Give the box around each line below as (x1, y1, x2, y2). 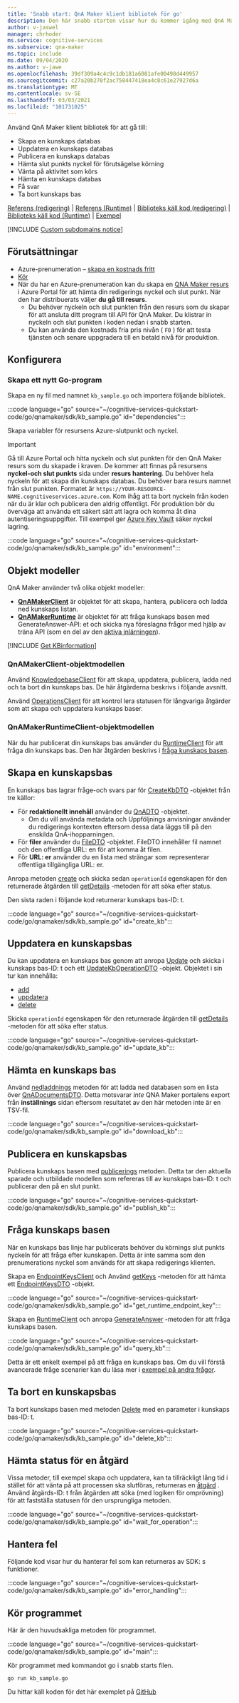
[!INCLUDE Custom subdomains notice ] (7, 225, 123, 233)
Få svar (17, 182, 40, 191)
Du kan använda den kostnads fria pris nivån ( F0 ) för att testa (28, 325, 211, 334)
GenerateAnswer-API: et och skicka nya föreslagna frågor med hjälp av (17, 620, 226, 629)
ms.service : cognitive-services (7, 37, 103, 44)
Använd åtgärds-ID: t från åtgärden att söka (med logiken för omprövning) (7, 1489, 224, 1497)
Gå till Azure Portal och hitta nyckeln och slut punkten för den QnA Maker (7, 454, 222, 463)
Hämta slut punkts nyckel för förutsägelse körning (17, 159, 164, 168)
